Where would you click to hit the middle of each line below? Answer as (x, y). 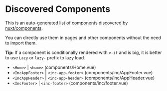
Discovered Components (58, 9)
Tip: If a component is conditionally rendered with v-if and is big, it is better (83, 52)
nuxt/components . (24, 28)
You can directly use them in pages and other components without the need (83, 38)
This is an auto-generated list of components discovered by (67, 23)
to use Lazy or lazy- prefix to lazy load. (45, 57)
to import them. (21, 43)
